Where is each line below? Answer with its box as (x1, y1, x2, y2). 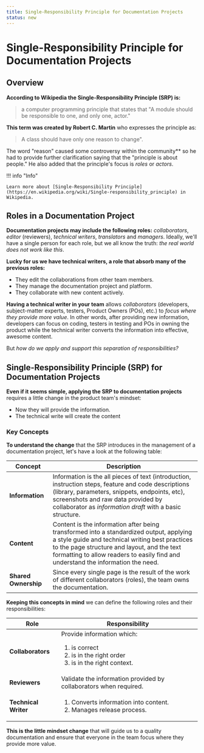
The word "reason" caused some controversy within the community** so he (6, 147, 196, 155)
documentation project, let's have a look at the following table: (6, 448, 162, 455)
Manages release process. (71, 706, 147, 714)
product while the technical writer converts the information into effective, (6, 326, 189, 334)
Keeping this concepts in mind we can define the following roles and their (6, 599, 193, 606)
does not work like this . (6, 246, 65, 254)
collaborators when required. (61, 682, 144, 691)
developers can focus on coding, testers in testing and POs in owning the (6, 320, 189, 328)
